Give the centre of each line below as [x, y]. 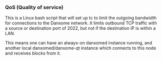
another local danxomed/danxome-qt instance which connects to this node [81, 48]
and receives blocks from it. [33, 53]
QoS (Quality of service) [34, 7]
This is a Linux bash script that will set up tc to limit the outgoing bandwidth [81, 18]
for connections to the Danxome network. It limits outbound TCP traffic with [81, 23]
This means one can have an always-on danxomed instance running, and [79, 43]
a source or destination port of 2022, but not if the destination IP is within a [81, 28]
